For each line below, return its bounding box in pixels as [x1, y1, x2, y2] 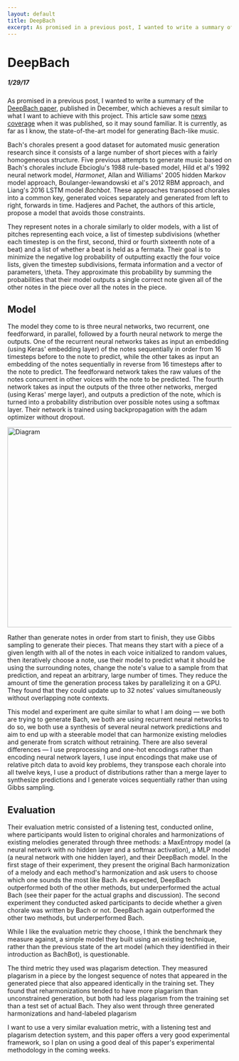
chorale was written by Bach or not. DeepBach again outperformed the [7, 906, 215, 915]
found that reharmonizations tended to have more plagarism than [7, 987, 198, 995]
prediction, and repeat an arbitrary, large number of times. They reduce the [7, 671, 228, 680]
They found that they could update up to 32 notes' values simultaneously [7, 686, 222, 695]
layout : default [7, 10, 55, 18]
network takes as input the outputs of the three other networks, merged [7, 382, 218, 392]
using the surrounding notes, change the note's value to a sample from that [7, 664, 228, 672]
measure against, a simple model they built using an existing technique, [7, 935, 217, 944]
